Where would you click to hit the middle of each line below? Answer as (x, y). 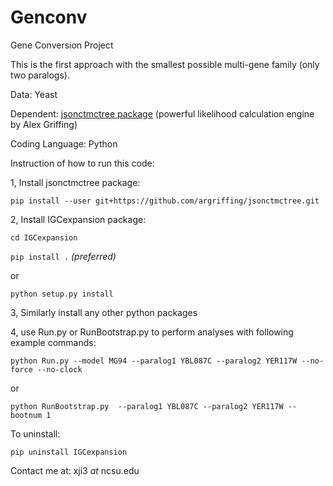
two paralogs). (40, 75)
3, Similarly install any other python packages (104, 312)
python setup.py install (62, 294)
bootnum (26, 415)
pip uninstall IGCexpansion (69, 452)
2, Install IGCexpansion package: (78, 219)
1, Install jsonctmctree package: (75, 182)
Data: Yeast (34, 94)
